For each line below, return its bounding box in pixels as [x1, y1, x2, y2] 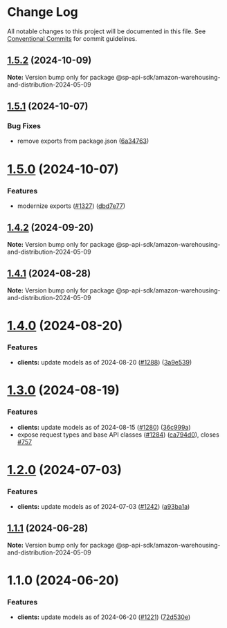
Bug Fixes [7, 121, 42, 131]
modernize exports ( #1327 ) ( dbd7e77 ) [17, 202, 126, 210]
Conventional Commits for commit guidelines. [7, 34, 137, 42]
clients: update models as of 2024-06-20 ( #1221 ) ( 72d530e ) [17, 613, 191, 621]
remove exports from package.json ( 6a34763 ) [17, 137, 149, 146]
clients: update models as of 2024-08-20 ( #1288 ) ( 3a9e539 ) [17, 358, 192, 367]
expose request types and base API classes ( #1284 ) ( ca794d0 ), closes [17, 430, 219, 439]
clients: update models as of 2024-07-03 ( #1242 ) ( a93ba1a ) [17, 503, 190, 510]
